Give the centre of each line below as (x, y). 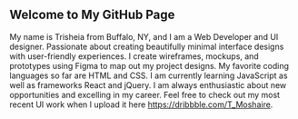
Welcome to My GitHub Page (92, 15)
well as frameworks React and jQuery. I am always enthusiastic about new (148, 84)
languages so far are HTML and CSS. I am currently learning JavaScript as (149, 75)
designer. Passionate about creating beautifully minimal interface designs (147, 46)
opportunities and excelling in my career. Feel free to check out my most (144, 94)
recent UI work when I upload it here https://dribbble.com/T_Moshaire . (141, 104)
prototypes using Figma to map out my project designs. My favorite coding (149, 65)
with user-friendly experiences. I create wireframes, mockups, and (134, 56)
